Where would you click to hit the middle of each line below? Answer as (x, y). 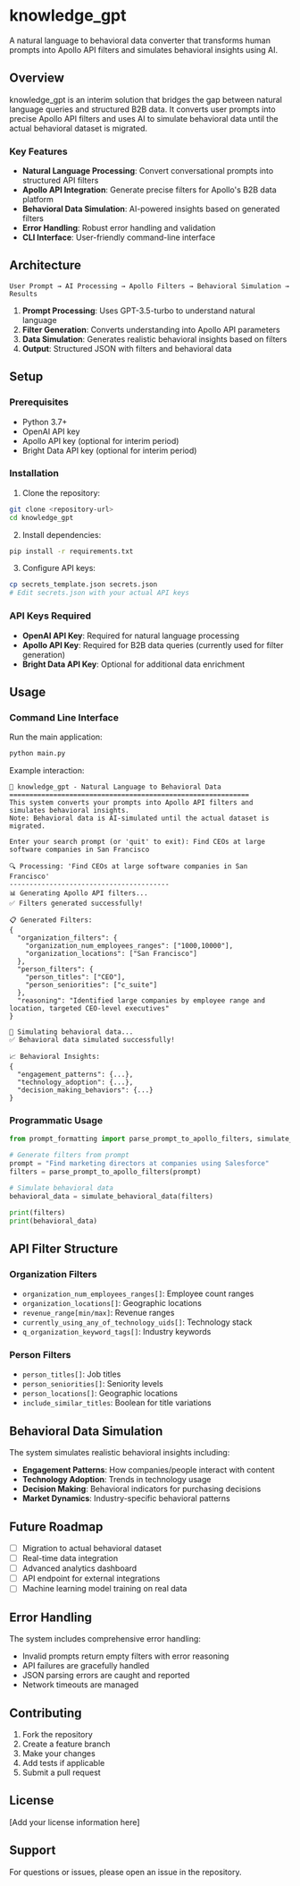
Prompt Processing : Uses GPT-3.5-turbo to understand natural (139, 311)
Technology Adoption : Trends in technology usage (117, 1480)
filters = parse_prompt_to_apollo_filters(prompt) (105, 1172)
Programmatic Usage (56, 1120)
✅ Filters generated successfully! (76, 904)
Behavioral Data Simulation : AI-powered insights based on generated (151, 209)
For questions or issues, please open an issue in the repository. (125, 1872)
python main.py (37, 754)
